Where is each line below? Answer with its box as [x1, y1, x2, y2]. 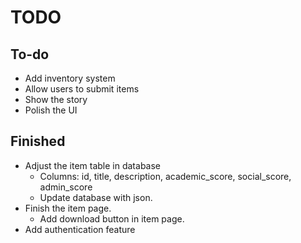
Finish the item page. [24, 202, 112, 214]
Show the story [24, 94, 88, 105]
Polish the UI [24, 104, 78, 116]
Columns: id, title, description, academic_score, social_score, [39, 170, 292, 182]
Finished [10, 133, 66, 150]
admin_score [39, 181, 93, 193]
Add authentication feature [24, 223, 136, 235]
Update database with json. [39, 191, 153, 203]
